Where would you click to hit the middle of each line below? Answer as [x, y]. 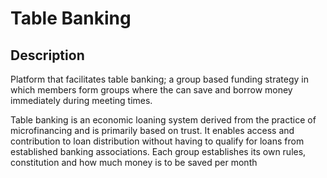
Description [47, 55]
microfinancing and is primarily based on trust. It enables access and [152, 130]
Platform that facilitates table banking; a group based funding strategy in [159, 79]
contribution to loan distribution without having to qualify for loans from [157, 141]
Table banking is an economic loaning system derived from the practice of [163, 120]
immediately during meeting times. [81, 100]
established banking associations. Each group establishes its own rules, [158, 151]
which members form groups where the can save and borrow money [151, 90]
